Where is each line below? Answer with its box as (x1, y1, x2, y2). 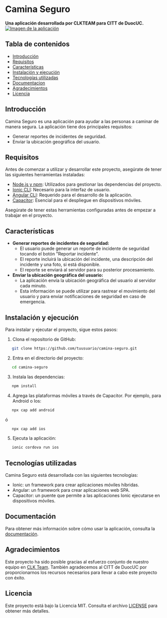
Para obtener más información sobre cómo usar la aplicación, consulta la (5, 525, 156, 531)
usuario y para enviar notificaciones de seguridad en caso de (19, 293, 146, 299)
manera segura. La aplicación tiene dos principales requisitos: (5, 124, 133, 130)
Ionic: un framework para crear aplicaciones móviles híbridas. (12, 482, 140, 488)
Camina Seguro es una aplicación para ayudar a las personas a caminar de (5, 118, 159, 124)
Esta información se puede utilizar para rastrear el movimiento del (19, 288, 156, 294)
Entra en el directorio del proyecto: (12, 355, 84, 361)
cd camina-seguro (11, 365, 48, 370)
